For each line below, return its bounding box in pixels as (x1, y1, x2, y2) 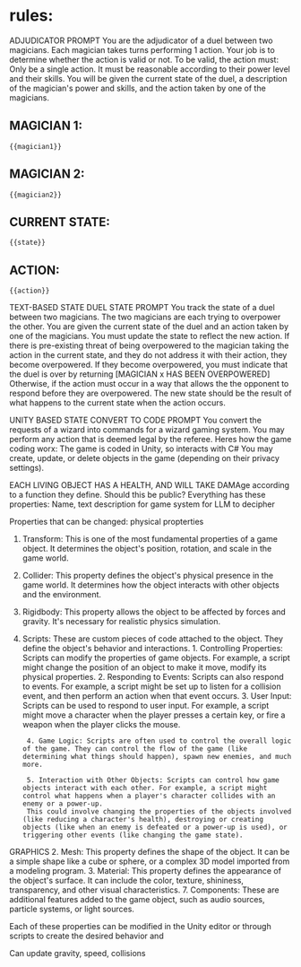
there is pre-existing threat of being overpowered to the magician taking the (9, 340, 289, 351)
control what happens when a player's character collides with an (21, 791, 276, 801)
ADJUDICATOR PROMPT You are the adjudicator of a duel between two (9, 35, 273, 46)
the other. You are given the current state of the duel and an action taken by (9, 321, 289, 332)
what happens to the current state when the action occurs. (9, 397, 226, 408)
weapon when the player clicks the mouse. (21, 719, 181, 730)
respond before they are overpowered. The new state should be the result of (9, 388, 292, 399)
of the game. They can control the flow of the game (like (21, 745, 248, 754)
